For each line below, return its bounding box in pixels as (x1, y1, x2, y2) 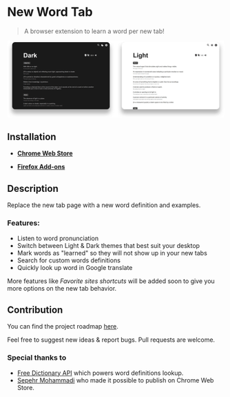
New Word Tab (7, 4, 93, 20)
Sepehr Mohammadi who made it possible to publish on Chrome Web (17, 376, 214, 384)
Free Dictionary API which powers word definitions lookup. (17, 369, 184, 377)
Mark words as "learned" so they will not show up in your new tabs (17, 249, 208, 257)
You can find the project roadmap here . (7, 322, 118, 331)
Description (7, 182, 59, 194)
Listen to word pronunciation (17, 234, 98, 242)
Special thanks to (7, 353, 67, 362)
